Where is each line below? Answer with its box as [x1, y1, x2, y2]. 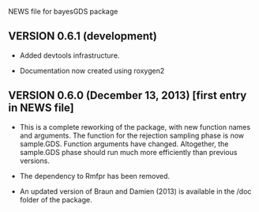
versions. [19, 156, 50, 165]
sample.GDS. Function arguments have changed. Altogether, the [19, 138, 229, 149]
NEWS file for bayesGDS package [8, 7, 118, 16]
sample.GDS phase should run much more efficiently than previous [19, 147, 238, 157]
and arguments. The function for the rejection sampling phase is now [19, 131, 245, 140]
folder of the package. [19, 195, 92, 204]
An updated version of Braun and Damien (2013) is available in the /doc [19, 186, 252, 196]
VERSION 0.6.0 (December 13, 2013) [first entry [8, 89, 247, 102]
